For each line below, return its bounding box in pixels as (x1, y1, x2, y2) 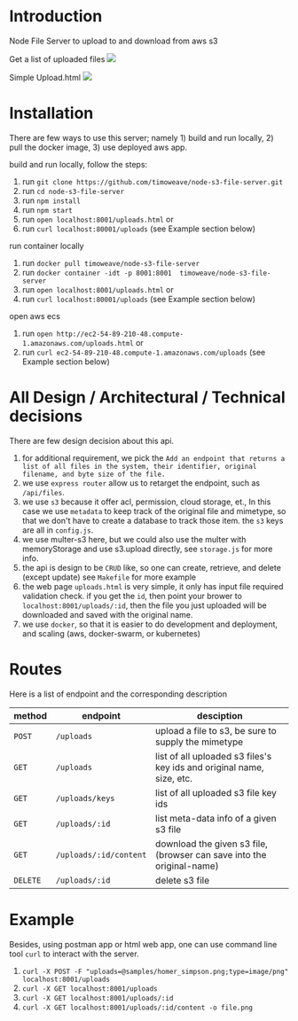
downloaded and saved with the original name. (21, 609, 193, 620)
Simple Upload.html (9, 72, 82, 82)
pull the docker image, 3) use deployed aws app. (9, 142, 188, 152)
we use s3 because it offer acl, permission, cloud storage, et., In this (21, 496, 271, 507)
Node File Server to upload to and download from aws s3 (9, 35, 218, 46)
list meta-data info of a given (154, 812, 277, 824)
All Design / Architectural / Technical (9, 387, 286, 408)
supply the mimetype (154, 736, 244, 748)
